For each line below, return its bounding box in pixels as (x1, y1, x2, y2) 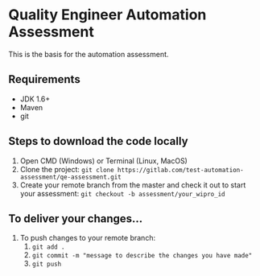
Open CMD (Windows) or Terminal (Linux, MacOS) (19, 155, 188, 166)
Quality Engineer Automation (8, 6, 207, 24)
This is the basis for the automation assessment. (8, 49, 169, 59)
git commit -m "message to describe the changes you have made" (31, 252, 253, 260)
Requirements (8, 72, 80, 86)
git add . (31, 243, 66, 251)
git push (31, 260, 62, 269)
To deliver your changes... (8, 212, 143, 225)
